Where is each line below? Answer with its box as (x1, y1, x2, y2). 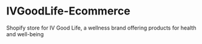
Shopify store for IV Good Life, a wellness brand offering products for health (6, 24, 197, 31)
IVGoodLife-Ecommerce (6, 4, 130, 18)
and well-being (6, 30, 44, 37)
